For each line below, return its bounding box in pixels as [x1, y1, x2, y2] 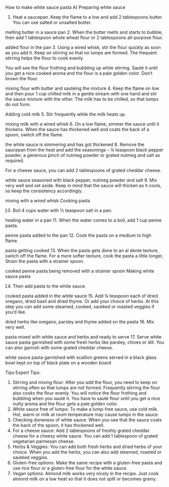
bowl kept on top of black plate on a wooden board [5, 360, 111, 365]
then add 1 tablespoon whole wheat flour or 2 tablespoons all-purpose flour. [5, 35, 163, 40]
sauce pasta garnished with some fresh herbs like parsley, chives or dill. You [5, 339, 164, 345]
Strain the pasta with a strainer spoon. [5, 258, 85, 264]
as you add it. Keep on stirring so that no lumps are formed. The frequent [5, 50, 157, 56]
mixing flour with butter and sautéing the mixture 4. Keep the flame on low [5, 85, 159, 91]
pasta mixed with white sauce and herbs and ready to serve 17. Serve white [5, 334, 162, 340]
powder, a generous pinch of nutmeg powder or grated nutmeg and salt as [5, 152, 160, 158]
